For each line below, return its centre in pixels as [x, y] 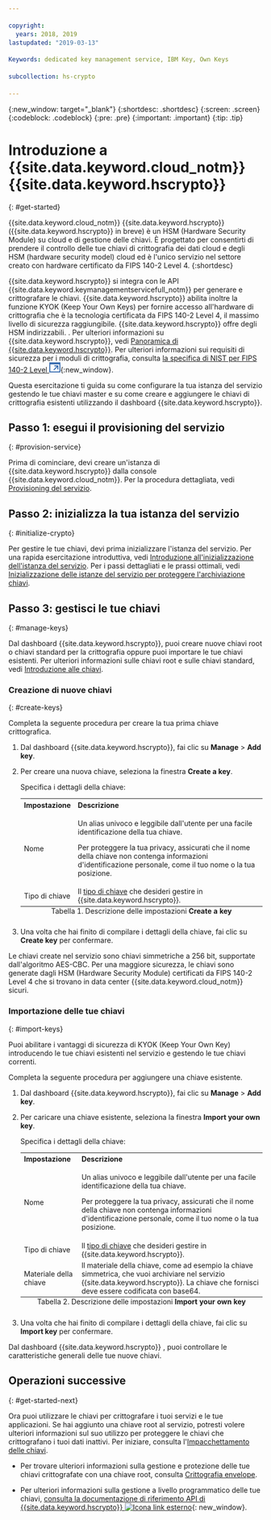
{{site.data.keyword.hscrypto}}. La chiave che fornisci [170, 1282]
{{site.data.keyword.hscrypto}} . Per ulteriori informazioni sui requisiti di [127, 349]
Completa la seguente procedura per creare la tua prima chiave [114, 723]
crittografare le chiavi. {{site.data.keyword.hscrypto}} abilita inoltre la [123, 298]
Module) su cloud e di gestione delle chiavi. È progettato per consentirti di [131, 239]
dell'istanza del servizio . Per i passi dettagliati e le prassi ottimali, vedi [124, 566]
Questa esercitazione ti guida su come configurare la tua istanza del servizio [135, 385]
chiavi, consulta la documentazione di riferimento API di [113, 1498]
